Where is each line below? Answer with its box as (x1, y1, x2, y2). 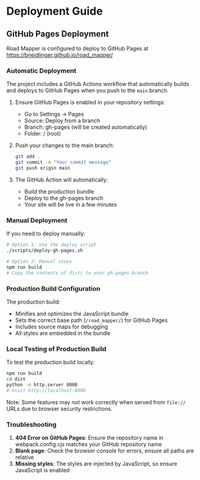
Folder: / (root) (24, 130, 61, 137)
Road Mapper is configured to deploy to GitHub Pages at (6, 45, 149, 52)
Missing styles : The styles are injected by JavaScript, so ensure (15, 460, 177, 467)
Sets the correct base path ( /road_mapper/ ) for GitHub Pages (15, 316, 168, 324)
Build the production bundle (24, 187, 95, 195)
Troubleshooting (6, 420, 57, 429)
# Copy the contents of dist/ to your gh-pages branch (6, 270, 149, 276)
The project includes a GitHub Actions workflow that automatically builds (6, 81, 190, 88)
